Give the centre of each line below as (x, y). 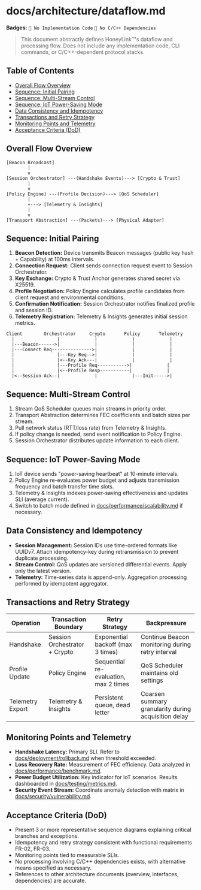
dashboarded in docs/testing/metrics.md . (66, 784)
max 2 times (112, 684)
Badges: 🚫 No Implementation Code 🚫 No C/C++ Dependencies (81, 28)
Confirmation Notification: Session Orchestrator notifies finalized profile (105, 304)
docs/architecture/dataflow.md (86, 11)
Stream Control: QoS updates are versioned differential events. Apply (101, 564)
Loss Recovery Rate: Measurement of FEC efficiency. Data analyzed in (102, 765)
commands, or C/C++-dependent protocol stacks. (83, 52)
